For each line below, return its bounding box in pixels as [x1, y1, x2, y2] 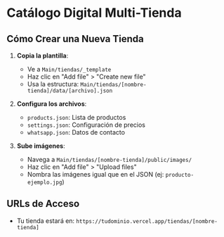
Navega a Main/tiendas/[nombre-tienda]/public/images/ [27, 156, 192, 163]
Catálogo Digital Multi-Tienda [6, 5, 182, 21]
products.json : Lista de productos [27, 114, 126, 121]
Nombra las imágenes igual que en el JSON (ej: [27, 170, 164, 178]
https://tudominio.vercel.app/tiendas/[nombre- [76, 217, 218, 225]
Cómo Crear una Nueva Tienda [6, 33, 145, 45]
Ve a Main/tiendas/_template [27, 65, 112, 73]
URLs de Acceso [6, 198, 80, 210]
